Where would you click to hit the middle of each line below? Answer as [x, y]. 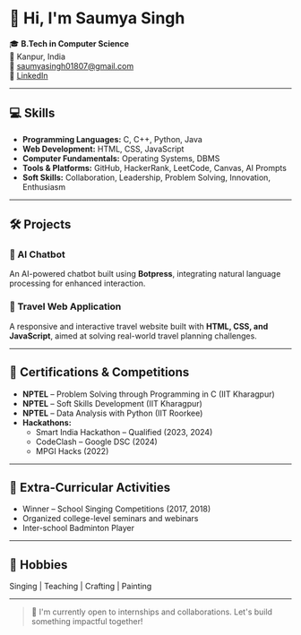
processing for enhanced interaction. [77, 283]
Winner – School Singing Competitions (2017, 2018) [116, 509]
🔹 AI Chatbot [37, 254]
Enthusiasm [43, 186]
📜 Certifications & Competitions [99, 372]
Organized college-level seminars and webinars [110, 519]
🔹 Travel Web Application [65, 306]
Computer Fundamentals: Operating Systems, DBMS [121, 158]
